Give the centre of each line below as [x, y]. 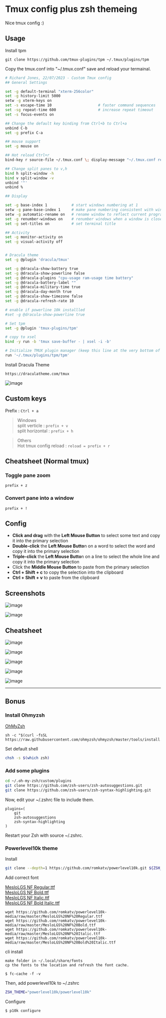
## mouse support [23, 142]
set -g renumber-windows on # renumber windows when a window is [77, 219]
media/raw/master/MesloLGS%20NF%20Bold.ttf [51, 925]
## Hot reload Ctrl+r [27, 155]
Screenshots [25, 593]
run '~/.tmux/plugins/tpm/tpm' [37, 355]
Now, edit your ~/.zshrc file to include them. [50, 800]
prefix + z [16, 486]
